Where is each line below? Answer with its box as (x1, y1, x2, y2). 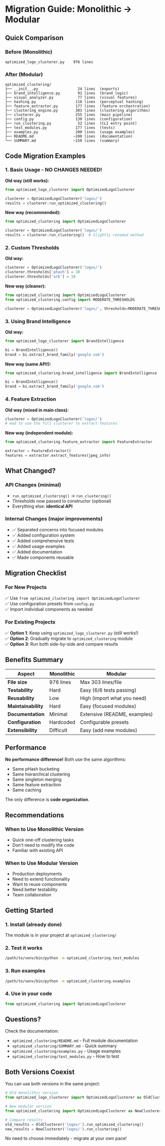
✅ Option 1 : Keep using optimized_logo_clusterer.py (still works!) (5, 630, 139, 636)
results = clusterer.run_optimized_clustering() (5, 201, 107, 206)
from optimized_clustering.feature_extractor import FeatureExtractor (5, 440, 153, 444)
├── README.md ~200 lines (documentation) (5, 134, 133, 139)
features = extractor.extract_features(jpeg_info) (5, 453, 111, 458)
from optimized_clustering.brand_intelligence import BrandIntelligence (5, 370, 157, 375)
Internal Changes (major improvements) (5, 516, 103, 522)
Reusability (7, 695, 34, 702)
